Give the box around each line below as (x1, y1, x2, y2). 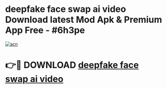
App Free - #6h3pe (5, 25, 85, 36)
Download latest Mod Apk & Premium (5, 14, 162, 25)
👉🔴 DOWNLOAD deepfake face (5, 60, 139, 71)
